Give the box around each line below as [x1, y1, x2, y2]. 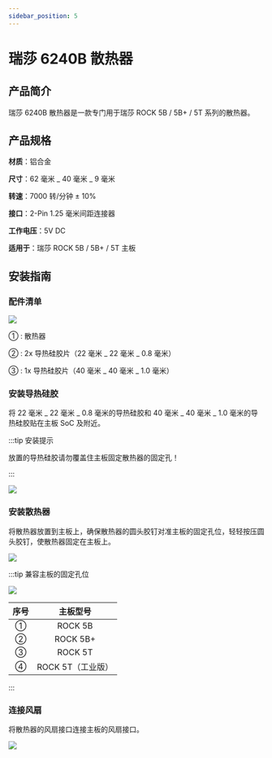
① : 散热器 [8, 331, 46, 341]
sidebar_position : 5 [8, 11, 79, 20]
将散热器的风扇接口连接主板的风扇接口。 [8, 725, 144, 734]
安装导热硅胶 [8, 388, 59, 400]
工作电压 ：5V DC [8, 226, 67, 236]
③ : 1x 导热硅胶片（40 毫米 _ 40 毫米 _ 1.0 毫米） [8, 366, 174, 375]
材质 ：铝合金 [8, 156, 51, 167]
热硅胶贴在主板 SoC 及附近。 [8, 418, 106, 428]
